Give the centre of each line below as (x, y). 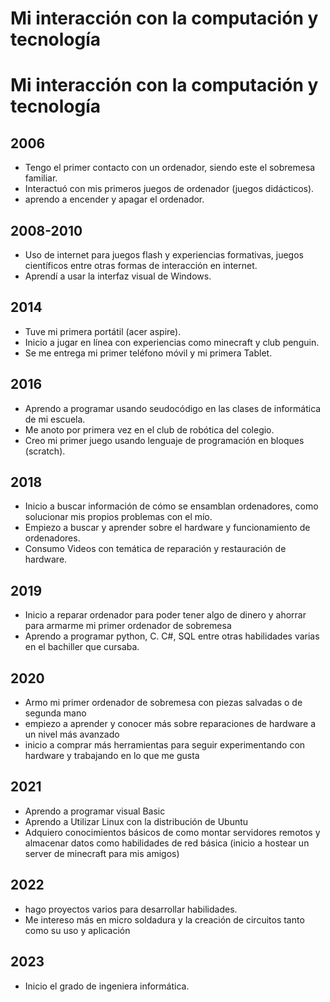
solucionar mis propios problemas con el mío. (118, 517)
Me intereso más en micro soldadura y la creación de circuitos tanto (164, 919)
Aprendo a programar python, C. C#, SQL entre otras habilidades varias (172, 636)
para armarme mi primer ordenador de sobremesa (128, 626)
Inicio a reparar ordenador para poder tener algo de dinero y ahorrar (165, 615)
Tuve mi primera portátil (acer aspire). (103, 331)
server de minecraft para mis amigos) (102, 853)
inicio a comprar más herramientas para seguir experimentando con (165, 745)
